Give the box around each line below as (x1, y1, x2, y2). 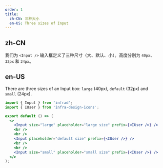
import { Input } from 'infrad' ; (5, 100, 73, 105)
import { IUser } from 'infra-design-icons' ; (5, 105, 99, 110)
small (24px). (5, 91, 32, 96)
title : (5, 12, 19, 17)
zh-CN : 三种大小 (9, 16, 40, 21)
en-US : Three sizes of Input (9, 20, 69, 26)
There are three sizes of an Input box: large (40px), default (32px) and (5, 86, 148, 92)
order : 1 (5, 7, 23, 12)
